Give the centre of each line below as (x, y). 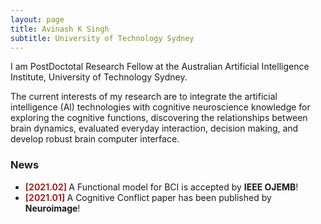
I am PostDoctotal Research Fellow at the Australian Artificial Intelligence (160, 67)
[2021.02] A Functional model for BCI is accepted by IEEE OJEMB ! (161, 187)
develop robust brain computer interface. (95, 139)
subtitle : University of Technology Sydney (102, 38)
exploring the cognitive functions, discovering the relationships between (159, 118)
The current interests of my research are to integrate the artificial (144, 97)
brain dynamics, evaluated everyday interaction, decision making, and (154, 128)
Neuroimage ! (52, 208)
